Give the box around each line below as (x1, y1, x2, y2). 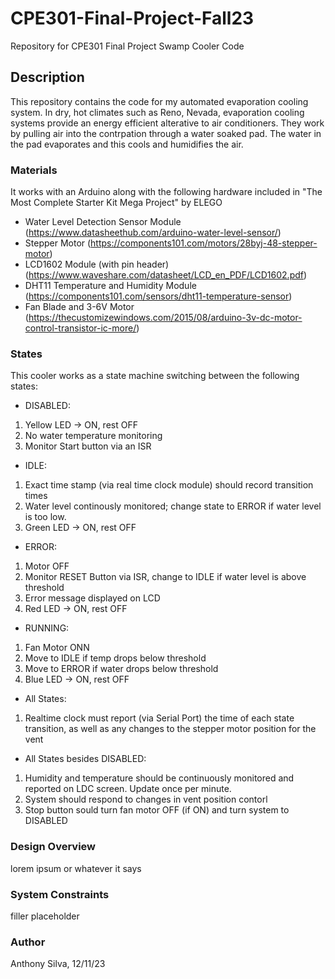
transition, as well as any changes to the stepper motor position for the (24, 723, 317, 735)
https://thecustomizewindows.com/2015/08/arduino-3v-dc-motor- (28, 312, 303, 324)
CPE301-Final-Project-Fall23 (10, 7, 255, 30)
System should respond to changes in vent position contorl (24, 793, 268, 806)
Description (10, 69, 85, 86)
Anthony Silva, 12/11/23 (10, 958, 106, 970)
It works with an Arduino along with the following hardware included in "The (10, 186, 323, 198)
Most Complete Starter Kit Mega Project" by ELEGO (10, 197, 223, 209)
